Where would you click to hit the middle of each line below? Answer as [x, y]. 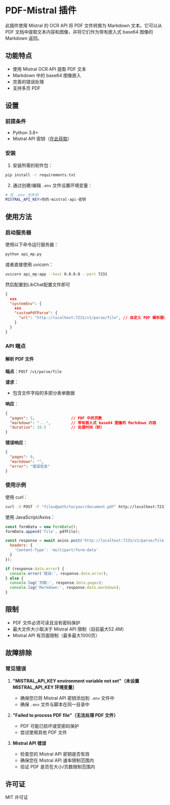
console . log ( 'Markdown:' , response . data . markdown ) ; [66, 588]
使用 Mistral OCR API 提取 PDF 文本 [49, 69]
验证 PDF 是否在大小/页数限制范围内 [57, 766]
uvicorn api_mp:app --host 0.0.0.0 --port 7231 [56, 274]
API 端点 [15, 346]
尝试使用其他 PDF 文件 [44, 732]
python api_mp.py [24, 254]
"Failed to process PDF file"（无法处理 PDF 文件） [65, 715]
